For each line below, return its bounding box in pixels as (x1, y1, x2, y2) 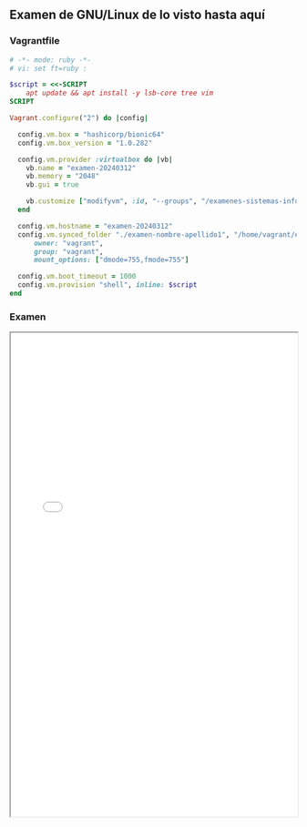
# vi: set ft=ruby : (9, 64, 88, 73)
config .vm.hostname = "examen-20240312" (17, 221, 173, 230)
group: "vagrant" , (33, 247, 104, 256)
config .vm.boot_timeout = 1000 (17, 272, 137, 281)
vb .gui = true (26, 180, 79, 189)
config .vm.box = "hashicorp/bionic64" (17, 129, 166, 139)
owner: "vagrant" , (33, 239, 104, 248)
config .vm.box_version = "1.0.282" (17, 138, 153, 148)
